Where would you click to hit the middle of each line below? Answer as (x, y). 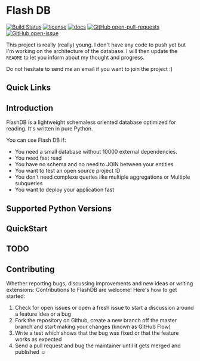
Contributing (30, 269)
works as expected (38, 340)
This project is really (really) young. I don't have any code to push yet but (96, 45)
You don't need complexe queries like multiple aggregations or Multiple (102, 177)
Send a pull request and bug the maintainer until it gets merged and (98, 346)
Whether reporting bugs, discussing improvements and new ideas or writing (100, 284)
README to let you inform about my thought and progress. (76, 57)
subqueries (29, 183)
